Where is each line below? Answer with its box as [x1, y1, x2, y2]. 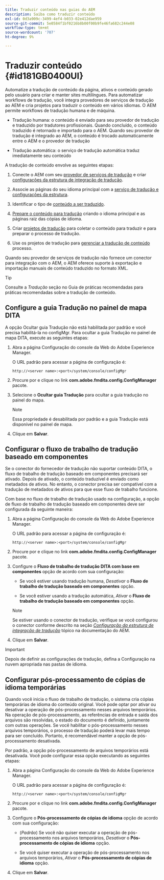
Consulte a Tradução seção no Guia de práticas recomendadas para [5, 284, 143, 290]
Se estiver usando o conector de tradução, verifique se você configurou [12, 617, 158, 623]
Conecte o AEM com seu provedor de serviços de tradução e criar [12, 171, 146, 177]
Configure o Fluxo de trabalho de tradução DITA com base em [12, 563, 140, 569]
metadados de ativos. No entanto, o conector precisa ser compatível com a [5, 481, 157, 487]
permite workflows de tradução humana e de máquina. [5, 107, 116, 113]
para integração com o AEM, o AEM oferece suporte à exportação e [5, 260, 142, 266]
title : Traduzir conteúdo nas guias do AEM [5, 7, 95, 12]
